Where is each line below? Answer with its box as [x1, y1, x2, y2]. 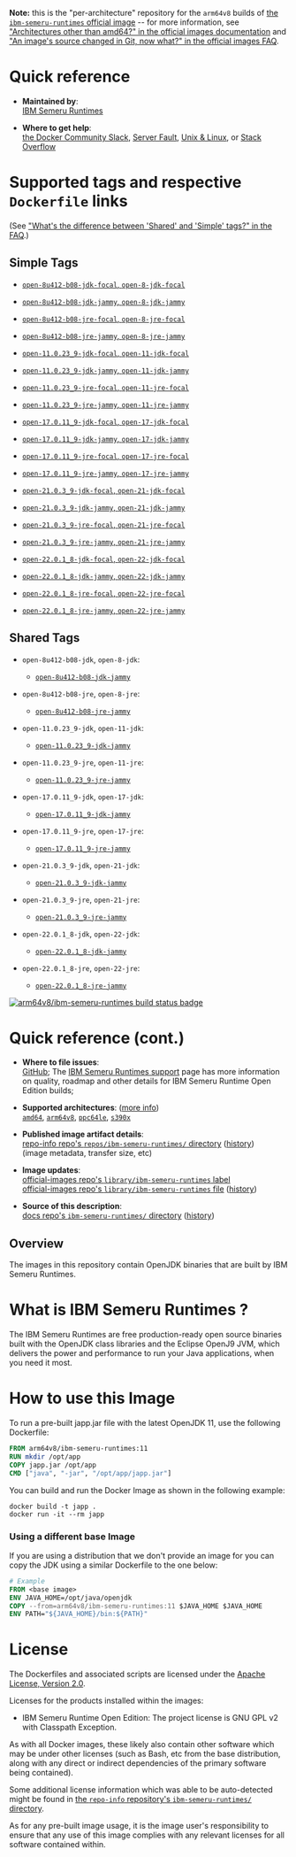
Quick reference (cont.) [9, 1028, 185, 1048]
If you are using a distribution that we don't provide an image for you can [9, 1550, 275, 1560]
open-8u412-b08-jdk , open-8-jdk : [21, 654, 140, 665]
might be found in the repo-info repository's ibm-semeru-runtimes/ [9, 1794, 252, 1805]
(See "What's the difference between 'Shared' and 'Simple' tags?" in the [9, 220, 272, 231]
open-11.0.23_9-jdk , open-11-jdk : [21, 722, 144, 733]
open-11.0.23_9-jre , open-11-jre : [21, 757, 144, 767]
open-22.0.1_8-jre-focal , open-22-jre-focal [21, 588, 186, 598]
